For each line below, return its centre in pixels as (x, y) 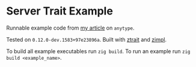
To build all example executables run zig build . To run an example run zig (98, 51)
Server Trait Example (60, 11)
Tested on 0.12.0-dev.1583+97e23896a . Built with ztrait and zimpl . (87, 39)
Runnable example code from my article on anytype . (70, 28)
